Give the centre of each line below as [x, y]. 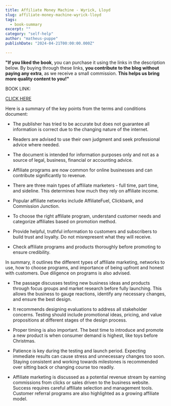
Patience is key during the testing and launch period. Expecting [79, 351]
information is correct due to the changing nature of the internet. [81, 129]
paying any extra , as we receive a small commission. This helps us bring [82, 73]
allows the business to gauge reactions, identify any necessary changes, [89, 294]
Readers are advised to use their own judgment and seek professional [86, 139]
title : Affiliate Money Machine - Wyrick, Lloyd [58, 10]
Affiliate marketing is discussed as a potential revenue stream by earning [89, 377]
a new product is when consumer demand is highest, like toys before [85, 335]
